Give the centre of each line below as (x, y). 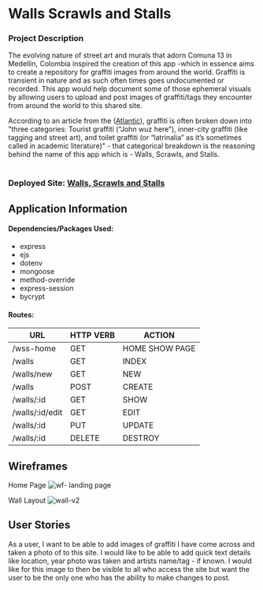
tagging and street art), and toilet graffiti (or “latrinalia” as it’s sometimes (125, 138)
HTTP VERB (93, 336)
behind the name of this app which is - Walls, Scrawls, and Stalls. (114, 154)
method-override (47, 280)
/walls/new (32, 374)
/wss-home (34, 349)
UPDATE (138, 425)
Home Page (27, 485)
